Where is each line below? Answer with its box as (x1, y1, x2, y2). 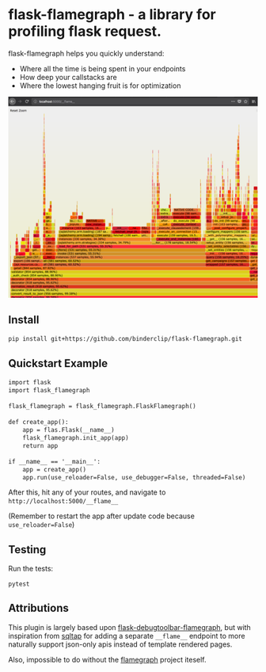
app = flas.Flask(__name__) (22, 426, 115, 434)
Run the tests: (8, 563, 54, 573)
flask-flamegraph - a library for (8, 6, 216, 24)
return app (22, 442, 59, 450)
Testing (8, 543, 47, 556)
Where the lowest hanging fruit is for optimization (19, 81, 181, 90)
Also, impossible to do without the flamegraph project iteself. (8, 655, 207, 664)
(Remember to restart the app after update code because (8, 511, 196, 521)
